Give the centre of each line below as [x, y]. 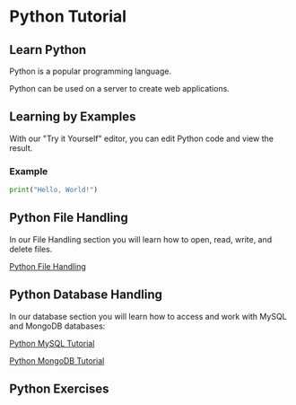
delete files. [31, 249]
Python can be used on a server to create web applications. [120, 88]
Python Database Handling [86, 295]
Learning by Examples [73, 117]
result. [21, 148]
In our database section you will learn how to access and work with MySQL [148, 316]
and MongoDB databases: [57, 326]
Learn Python [48, 50]
